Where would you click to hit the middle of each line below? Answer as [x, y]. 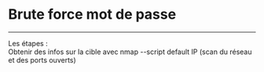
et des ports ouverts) [42, 59]
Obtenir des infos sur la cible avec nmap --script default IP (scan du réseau [130, 52]
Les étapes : [28, 43]
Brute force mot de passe [92, 14]
